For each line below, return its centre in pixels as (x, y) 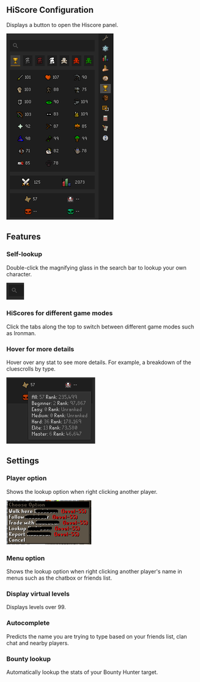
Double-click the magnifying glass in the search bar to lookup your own (96, 267)
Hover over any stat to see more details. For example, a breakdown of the (99, 362)
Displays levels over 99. (36, 607)
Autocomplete (28, 623)
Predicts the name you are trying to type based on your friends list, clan (97, 636)
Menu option (26, 558)
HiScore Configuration (50, 10)
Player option (27, 479)
